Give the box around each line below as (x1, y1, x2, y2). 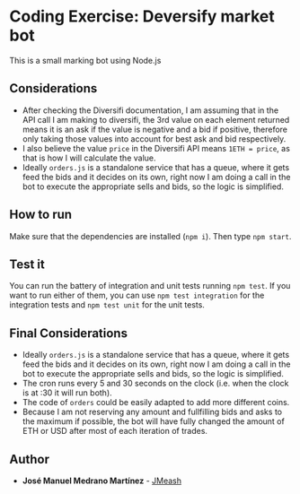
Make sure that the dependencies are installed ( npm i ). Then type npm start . (9, 230, 292, 241)
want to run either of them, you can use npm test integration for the (9, 290, 265, 301)
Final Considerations (9, 325, 128, 341)
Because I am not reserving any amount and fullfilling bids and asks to (22, 406, 283, 418)
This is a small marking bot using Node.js (9, 55, 162, 65)
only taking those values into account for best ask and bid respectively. (22, 133, 287, 144)
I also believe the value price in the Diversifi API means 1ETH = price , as (22, 143, 290, 153)
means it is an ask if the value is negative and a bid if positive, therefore (22, 124, 288, 134)
